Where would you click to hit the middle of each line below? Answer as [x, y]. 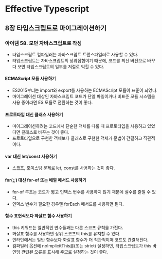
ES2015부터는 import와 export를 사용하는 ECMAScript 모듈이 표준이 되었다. [85, 90]
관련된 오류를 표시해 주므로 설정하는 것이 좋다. [65, 252]
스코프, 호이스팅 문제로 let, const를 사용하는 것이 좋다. [63, 168]
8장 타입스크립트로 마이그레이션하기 [56, 28]
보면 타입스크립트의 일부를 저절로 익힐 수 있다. [61, 66]
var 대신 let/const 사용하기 [31, 156]
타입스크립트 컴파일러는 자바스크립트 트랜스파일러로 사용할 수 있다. [75, 54]
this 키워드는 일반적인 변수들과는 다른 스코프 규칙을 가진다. [68, 227]
